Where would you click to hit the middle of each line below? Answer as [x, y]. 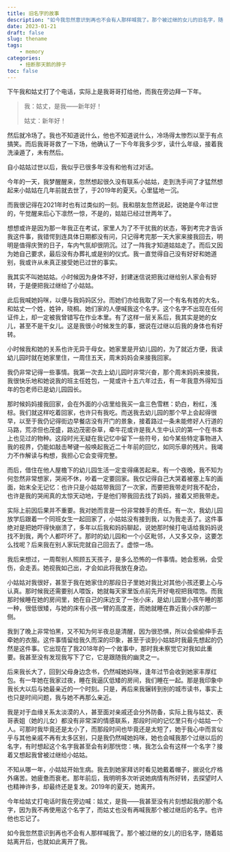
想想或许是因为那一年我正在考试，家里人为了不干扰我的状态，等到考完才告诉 [115, 228]
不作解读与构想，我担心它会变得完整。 [67, 455]
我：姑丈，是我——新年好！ [63, 106]
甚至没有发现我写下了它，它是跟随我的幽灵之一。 [94, 657]
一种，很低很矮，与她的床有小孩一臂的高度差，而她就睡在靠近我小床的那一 [112, 608]
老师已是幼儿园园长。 [55, 389]
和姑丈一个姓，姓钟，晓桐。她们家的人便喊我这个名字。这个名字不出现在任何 [115, 308]
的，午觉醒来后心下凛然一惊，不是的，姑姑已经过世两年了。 [91, 213]
